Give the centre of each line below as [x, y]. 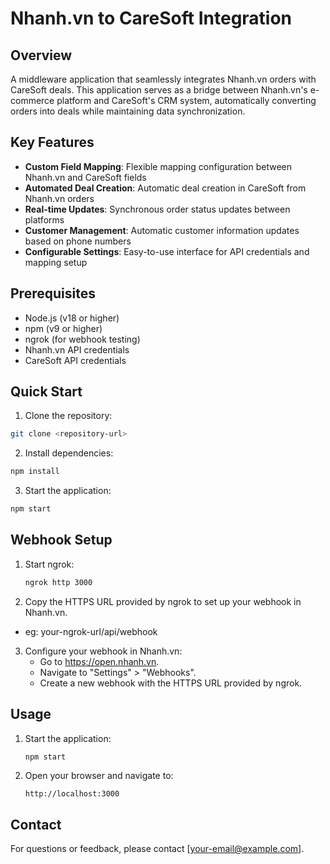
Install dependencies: [69, 453]
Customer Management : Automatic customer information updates [162, 230]
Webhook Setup [61, 540]
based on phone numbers [78, 241]
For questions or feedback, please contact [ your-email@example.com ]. [157, 849]
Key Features [52, 142]
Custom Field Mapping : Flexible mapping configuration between [158, 166]
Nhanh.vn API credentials [77, 349]
